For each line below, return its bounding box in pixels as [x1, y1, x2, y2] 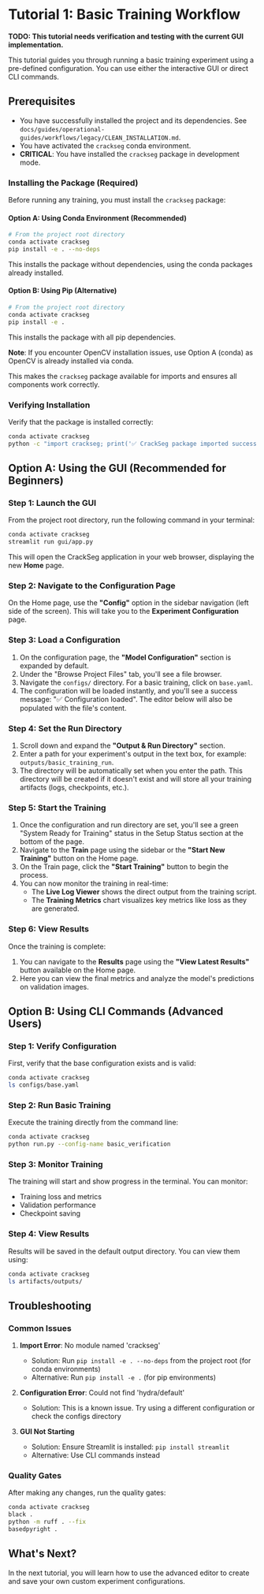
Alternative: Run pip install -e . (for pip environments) [31, 1373, 217, 1382]
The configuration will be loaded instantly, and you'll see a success [19, 686, 238, 695]
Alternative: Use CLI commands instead [31, 1451, 160, 1460]
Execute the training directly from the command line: [8, 1117, 179, 1128]
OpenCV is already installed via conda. [8, 356, 134, 366]
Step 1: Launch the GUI [8, 498, 97, 509]
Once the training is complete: [8, 942, 106, 951]
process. [19, 871, 49, 880]
